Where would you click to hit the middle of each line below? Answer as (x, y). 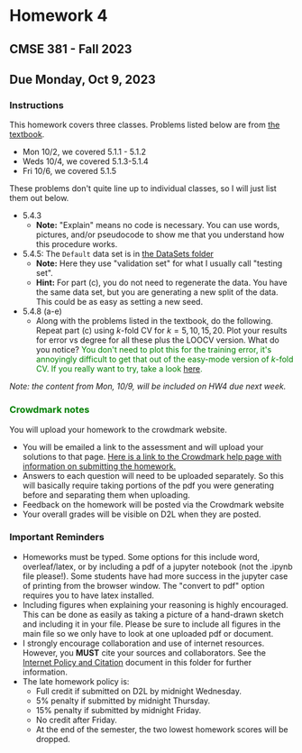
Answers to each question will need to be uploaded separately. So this (153, 475)
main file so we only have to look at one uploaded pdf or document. (148, 633)
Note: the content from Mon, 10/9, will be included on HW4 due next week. (148, 386)
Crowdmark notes (50, 409)
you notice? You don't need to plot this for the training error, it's (154, 350)
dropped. (53, 739)
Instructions (37, 105)
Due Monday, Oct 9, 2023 (82, 79)
